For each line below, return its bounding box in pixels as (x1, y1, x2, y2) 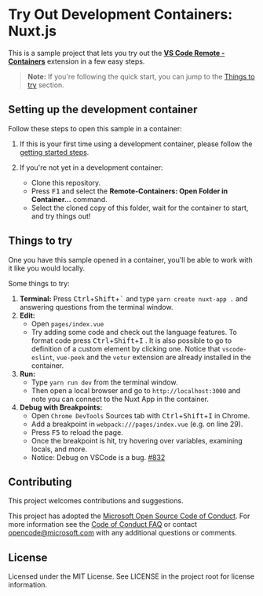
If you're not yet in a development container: (19, 163, 163, 172)
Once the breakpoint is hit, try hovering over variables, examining (31, 436, 243, 445)
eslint (31, 354, 53, 362)
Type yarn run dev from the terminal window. (31, 377, 178, 387)
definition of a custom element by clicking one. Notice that (31, 344, 221, 353)
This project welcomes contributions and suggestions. (8, 496, 184, 506)
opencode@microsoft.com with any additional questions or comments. (8, 528, 237, 538)
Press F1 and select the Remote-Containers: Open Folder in (31, 186, 228, 196)
